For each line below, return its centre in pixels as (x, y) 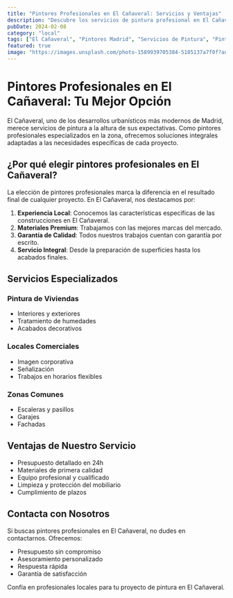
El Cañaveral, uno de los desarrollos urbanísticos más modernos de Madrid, (115, 120)
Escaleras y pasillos (45, 409)
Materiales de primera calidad (60, 470)
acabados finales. (43, 257)
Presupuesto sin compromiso (59, 552)
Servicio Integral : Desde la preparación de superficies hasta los (109, 250)
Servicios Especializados (63, 279)
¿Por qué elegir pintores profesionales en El (103, 165)
